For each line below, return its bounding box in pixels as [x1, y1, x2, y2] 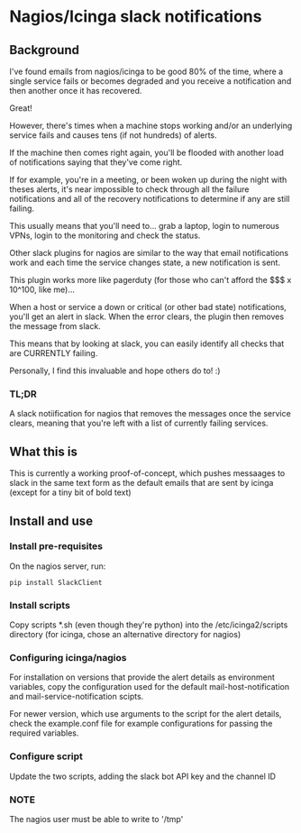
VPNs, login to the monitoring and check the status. [9, 230, 201, 241]
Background [9, 42, 79, 58]
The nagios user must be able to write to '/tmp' [9, 813, 184, 824]
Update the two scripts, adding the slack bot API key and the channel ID [9, 771, 277, 782]
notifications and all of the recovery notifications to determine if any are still [9, 194, 290, 204]
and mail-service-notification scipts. [9, 691, 144, 702]
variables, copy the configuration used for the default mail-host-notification [9, 682, 290, 692]
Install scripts [9, 599, 70, 611]
